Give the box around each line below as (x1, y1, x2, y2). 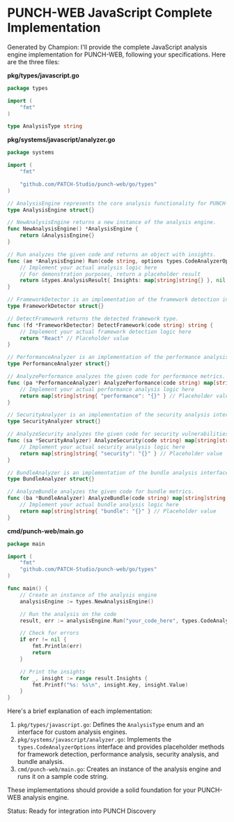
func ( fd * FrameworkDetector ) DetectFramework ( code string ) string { (7, 321, 214, 329)
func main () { (7, 585, 49, 592)
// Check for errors (19, 630, 79, 637)
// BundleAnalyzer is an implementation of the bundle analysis (7, 469, 198, 476)
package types (7, 85, 49, 91)
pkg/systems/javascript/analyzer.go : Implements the (17, 735, 172, 744)
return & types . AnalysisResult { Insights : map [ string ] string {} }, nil (19, 277, 226, 284)
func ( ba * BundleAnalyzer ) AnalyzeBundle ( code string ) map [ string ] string (7, 494, 226, 502)
